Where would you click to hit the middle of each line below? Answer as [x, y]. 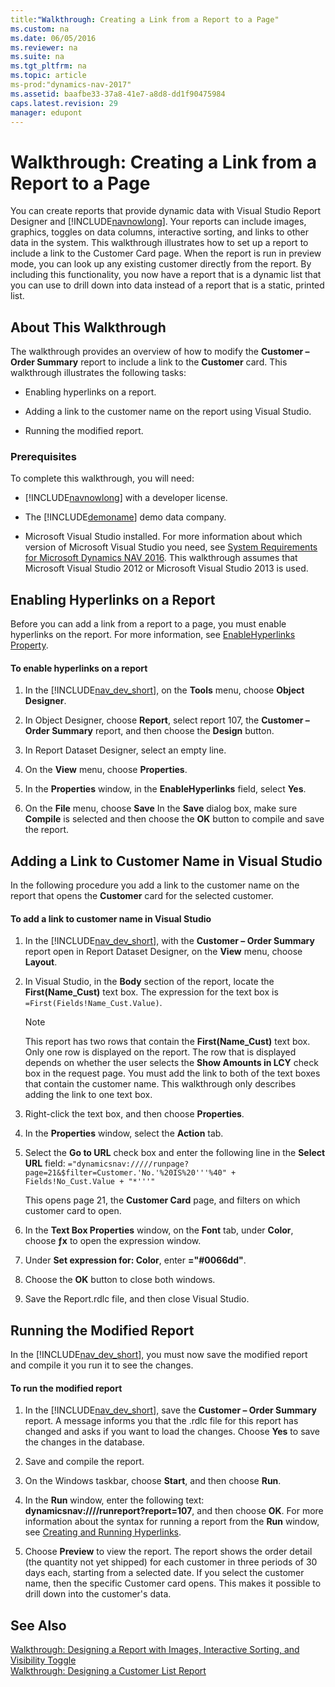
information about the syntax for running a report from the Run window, [172, 1522]
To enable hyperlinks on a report [79, 668]
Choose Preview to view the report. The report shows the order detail [168, 1552]
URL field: [45, 1163]
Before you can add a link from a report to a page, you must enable [148, 624]
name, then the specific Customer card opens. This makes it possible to [173, 1583]
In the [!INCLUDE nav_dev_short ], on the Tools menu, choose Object [164, 690]
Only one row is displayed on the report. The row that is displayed [160, 1052]
